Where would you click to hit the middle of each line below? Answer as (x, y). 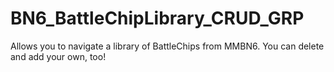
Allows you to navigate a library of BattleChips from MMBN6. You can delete (167, 46)
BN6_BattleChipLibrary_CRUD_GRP (157, 18)
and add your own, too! (58, 56)
